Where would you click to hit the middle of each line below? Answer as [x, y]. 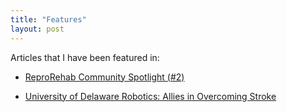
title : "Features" [48, 19]
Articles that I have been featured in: [85, 57]
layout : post [37, 29]
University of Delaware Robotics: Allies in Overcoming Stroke [150, 96]
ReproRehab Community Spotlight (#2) [104, 77]
